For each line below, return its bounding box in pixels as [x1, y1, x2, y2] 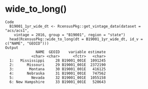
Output [5, 45, 19, 50]
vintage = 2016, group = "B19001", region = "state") [14, 32, 126, 37]
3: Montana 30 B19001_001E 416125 [9, 67, 106, 71]
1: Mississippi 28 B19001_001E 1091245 [9, 58, 106, 63]
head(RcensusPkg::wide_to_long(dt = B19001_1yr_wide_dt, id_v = [9, 37, 143, 42]
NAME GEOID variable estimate [36, 49, 106, 54]
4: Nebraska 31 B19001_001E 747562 [9, 71, 106, 76]
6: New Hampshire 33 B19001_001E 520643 [9, 79, 106, 84]
